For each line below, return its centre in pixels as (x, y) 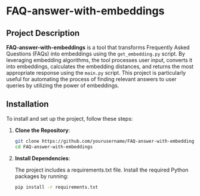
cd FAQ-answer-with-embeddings (54, 147)
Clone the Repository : (42, 130)
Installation (27, 104)
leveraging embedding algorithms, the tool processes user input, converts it (99, 60)
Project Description (43, 33)
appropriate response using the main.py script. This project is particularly (96, 73)
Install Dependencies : (42, 158)
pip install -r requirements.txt (56, 187)
